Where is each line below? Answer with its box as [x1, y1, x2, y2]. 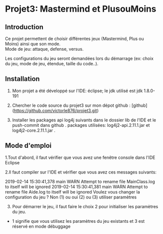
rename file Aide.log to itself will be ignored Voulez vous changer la [5, 189, 140, 195]
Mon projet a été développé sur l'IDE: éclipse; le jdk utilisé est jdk [12, 88, 143, 94]
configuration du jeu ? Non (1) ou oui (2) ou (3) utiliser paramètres [5, 194, 137, 200]
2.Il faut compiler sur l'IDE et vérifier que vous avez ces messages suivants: [5, 169, 157, 175]
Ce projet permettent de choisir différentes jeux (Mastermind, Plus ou [5, 36, 145, 41]
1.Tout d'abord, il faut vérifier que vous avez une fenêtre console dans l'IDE [5, 155, 156, 160]
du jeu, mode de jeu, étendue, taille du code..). [5, 61, 99, 66]
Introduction [5, 23, 44, 31]
